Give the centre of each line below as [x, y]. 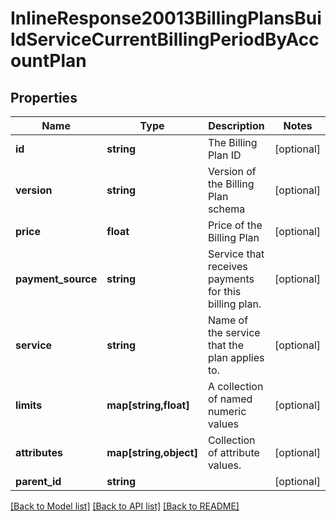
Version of [232, 171]
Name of [228, 320]
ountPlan [48, 61]
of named [230, 399]
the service [234, 332]
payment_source [56, 279]
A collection [235, 386]
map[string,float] [148, 405]
